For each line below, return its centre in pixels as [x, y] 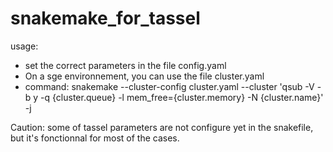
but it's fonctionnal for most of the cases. [95, 138]
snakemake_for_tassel [105, 18]
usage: [24, 46]
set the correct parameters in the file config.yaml [125, 65]
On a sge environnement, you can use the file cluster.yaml [144, 76]
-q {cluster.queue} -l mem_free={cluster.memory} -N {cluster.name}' [182, 97]
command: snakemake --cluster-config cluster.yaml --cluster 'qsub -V [169, 86]
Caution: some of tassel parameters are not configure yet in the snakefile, [162, 127]
